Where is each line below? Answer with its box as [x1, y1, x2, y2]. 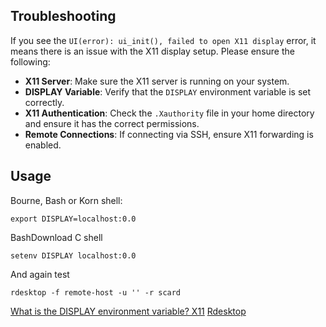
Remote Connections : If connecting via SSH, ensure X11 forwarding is [24, 128, 314, 140]
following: [10, 55, 51, 68]
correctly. [24, 96, 65, 108]
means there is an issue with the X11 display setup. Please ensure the [10, 45, 295, 57]
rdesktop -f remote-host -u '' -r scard [10, 287, 182, 298]
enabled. [24, 139, 62, 151]
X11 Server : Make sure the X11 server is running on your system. [24, 75, 290, 87]
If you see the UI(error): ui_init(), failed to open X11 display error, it [10, 34, 317, 46]
